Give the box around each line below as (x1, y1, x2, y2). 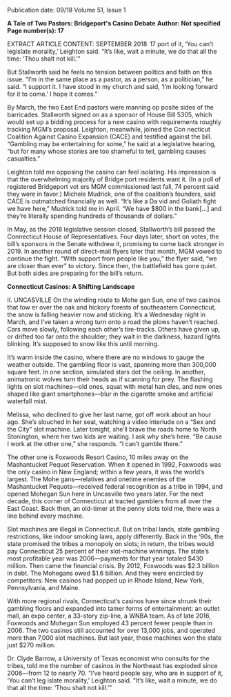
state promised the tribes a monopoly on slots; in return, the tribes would (7, 540, 214, 547)
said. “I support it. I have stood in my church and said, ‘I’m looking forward (7, 83, 219, 90)
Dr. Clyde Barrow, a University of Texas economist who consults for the (7, 654, 210, 663)
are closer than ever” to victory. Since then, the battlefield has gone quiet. (7, 262, 217, 270)
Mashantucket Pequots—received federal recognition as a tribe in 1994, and (7, 483, 223, 490)
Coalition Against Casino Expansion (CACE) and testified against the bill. (7, 132, 212, 141)
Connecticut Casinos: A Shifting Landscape (7, 283, 135, 290)
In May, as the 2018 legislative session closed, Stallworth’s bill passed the (7, 225, 216, 233)
